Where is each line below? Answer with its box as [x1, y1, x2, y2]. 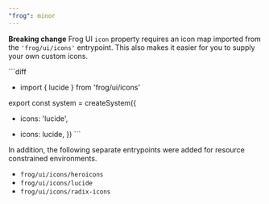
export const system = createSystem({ [8, 98, 137, 107]
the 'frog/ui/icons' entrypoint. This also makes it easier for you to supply [8, 42, 255, 52]
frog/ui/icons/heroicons [19, 170, 104, 178]
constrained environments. [8, 153, 97, 163]
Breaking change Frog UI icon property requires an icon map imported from [8, 34, 262, 44]
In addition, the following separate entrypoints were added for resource [8, 144, 246, 154]
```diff [8, 66, 27, 77]
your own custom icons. [8, 51, 89, 60]
